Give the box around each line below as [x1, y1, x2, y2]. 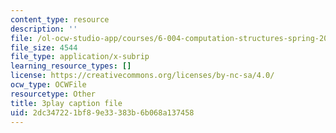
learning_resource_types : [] [10, 61, 132, 71]
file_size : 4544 [10, 42, 78, 53]
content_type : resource [10, 14, 110, 25]
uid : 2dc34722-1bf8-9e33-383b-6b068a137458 [10, 107, 195, 118]
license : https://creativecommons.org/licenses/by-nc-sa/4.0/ [10, 71, 275, 81]
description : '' [10, 24, 78, 34]
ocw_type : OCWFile [10, 80, 87, 90]
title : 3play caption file [10, 98, 123, 108]
